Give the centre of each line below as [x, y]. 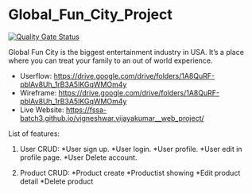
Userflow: [36, 76]
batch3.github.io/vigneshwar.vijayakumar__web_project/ [112, 118]
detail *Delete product [56, 181]
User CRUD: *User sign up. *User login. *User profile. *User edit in [131, 149]
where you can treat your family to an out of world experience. [110, 60]
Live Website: [42, 110]
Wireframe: [38, 92]
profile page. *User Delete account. [78, 157]
